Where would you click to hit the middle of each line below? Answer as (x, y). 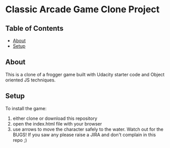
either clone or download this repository (55, 118)
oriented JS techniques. (30, 80)
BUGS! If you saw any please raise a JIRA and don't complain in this (84, 135)
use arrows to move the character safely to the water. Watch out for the (88, 129)
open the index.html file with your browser (57, 123)
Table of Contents (35, 28)
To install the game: (26, 108)
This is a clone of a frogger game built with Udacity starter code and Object (85, 74)
